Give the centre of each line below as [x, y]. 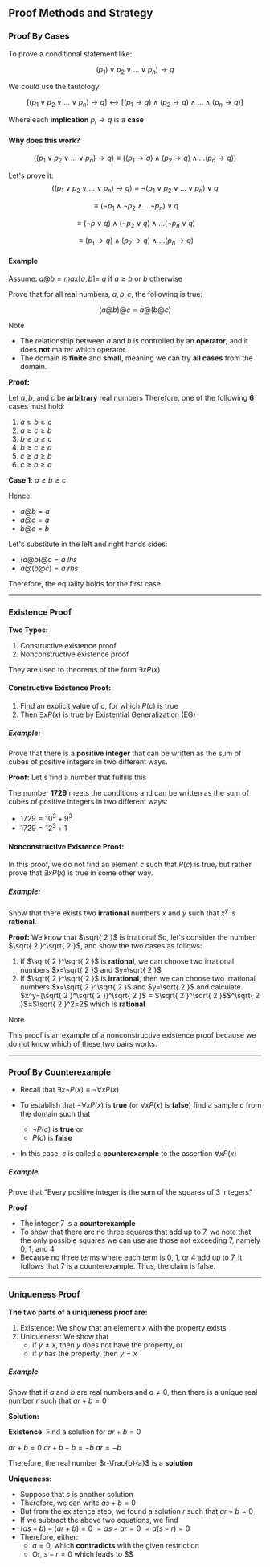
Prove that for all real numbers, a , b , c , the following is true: [106, 294]
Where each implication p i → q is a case [76, 121]
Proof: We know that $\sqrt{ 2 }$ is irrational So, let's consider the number [132, 937]
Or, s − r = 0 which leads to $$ [83, 1554]
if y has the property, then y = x [85, 1353]
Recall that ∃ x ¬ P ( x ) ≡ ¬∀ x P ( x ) [70, 1090]
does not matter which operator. [74, 350]
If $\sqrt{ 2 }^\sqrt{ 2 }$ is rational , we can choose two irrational [127, 961]
